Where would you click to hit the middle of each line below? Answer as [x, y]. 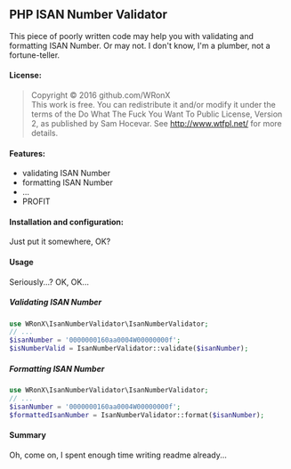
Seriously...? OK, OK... [49, 282]
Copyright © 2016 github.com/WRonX [101, 95]
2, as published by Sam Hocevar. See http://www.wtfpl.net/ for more [156, 124]
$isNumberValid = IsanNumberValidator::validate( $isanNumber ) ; [129, 349]
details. [44, 133]
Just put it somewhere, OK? [60, 242]
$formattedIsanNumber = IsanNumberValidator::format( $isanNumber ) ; [137, 415]
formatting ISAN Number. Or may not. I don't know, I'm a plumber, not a [140, 45]
